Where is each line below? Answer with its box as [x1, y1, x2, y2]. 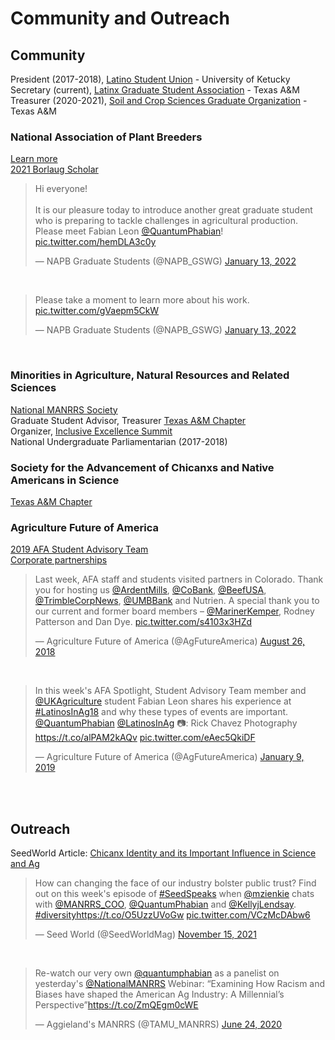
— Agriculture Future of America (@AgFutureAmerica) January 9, [34, 751, 305, 763]
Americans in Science [10, 473, 120, 487]
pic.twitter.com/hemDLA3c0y [34, 236, 157, 248]
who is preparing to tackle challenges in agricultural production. [34, 215, 298, 227]
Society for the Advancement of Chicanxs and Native [10, 460, 275, 474]
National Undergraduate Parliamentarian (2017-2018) [10, 435, 228, 447]
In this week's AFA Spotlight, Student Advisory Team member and [34, 685, 307, 697]
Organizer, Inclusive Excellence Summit [10, 425, 173, 437]
